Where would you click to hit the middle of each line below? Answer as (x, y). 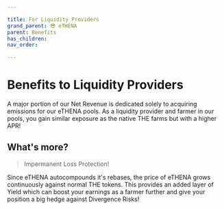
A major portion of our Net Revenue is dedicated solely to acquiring (102, 104)
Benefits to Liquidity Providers (95, 85)
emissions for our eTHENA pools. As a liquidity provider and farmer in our (111, 111)
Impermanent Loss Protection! (66, 164)
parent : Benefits (32, 32)
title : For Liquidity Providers (53, 19)
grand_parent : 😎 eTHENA (42, 26)
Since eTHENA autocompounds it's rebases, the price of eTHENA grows (109, 177)
